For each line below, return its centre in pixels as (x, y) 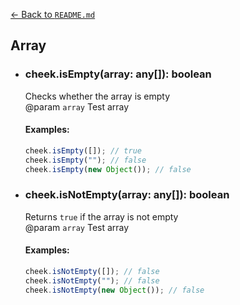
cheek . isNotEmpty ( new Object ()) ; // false (114, 290)
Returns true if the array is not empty (101, 216)
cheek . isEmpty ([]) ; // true (83, 150)
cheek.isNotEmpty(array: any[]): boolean (127, 195)
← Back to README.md (53, 14)
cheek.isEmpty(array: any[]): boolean (118, 74)
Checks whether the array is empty (97, 96)
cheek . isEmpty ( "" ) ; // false (85, 160)
